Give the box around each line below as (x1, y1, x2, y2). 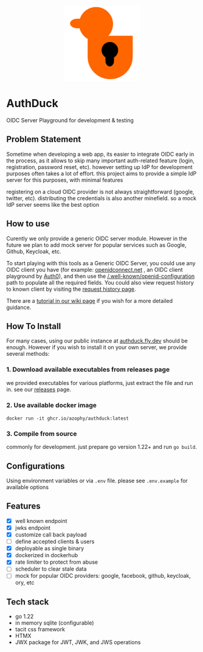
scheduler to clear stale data (15, 565, 87, 573)
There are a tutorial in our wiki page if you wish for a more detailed (6, 297, 173, 304)
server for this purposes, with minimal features (6, 176, 123, 184)
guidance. (6, 303, 32, 311)
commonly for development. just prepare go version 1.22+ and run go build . (6, 443, 198, 451)
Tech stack (6, 597, 49, 607)
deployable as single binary (15, 545, 84, 552)
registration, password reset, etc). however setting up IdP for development (6, 163, 193, 170)
